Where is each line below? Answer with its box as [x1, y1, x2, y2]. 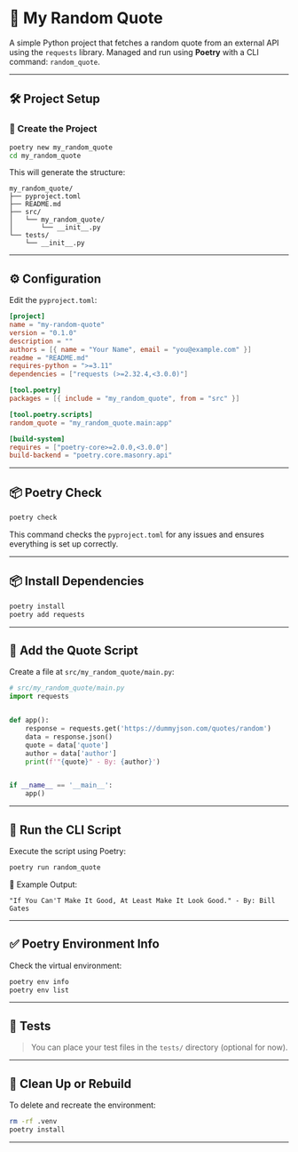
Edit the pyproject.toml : [9, 295, 98, 306]
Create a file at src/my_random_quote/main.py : [9, 667, 175, 677]
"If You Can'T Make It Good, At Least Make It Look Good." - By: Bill [9, 896, 276, 905]
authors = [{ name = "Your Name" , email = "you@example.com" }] [9, 345, 252, 354]
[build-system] [9, 435, 66, 444]
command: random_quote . [9, 56, 100, 67]
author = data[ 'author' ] [25, 748, 117, 758]
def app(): [9, 716, 50, 725]
